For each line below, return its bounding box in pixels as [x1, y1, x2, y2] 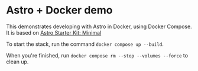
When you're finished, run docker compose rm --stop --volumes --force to [6, 52, 188, 59]
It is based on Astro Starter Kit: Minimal [6, 29, 102, 36]
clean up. [6, 58, 29, 65]
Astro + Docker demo [6, 4, 113, 17]
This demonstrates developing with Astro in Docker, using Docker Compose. [6, 23, 192, 30]
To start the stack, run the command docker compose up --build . [6, 40, 164, 48]
